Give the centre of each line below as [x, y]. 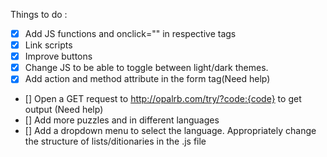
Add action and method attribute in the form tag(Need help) [147, 79]
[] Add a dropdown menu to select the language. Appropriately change [170, 131]
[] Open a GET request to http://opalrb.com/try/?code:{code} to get [163, 99]
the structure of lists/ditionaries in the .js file [115, 141]
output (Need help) [64, 110]
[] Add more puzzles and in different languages [122, 120]
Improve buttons [58, 56]
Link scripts [48, 45]
